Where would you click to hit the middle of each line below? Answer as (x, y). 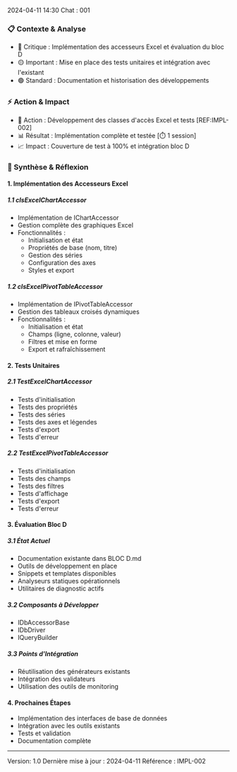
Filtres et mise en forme (62, 342)
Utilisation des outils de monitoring (68, 687)
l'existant (31, 73)
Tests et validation (44, 733)
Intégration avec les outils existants (69, 726)
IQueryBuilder (38, 638)
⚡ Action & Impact (38, 102)
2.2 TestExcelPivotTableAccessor (58, 453)
